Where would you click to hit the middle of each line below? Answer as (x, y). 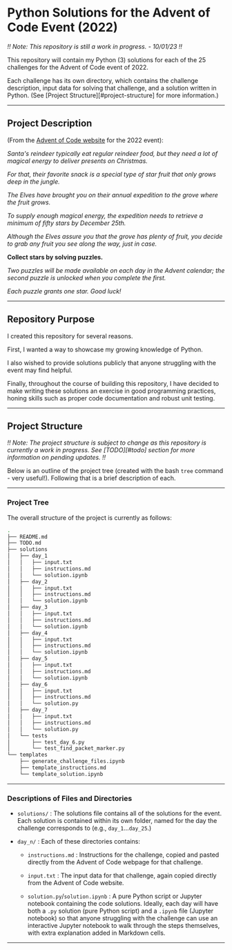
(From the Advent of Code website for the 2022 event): (85, 140)
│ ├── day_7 (28, 710)
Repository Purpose (51, 319)
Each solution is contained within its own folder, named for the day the (117, 821)
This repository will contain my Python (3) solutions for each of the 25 (107, 59)
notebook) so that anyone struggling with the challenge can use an (123, 918)
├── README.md (28, 536)
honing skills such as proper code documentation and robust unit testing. (111, 398)
